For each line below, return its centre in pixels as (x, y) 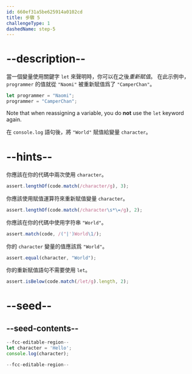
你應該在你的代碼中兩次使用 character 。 (57, 175)
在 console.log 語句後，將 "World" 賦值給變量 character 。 (79, 132)
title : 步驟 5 (23, 18)
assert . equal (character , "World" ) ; (51, 258)
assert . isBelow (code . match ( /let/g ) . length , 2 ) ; (68, 282)
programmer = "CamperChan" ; (42, 102)
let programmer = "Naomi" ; (40, 96)
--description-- (46, 59)
